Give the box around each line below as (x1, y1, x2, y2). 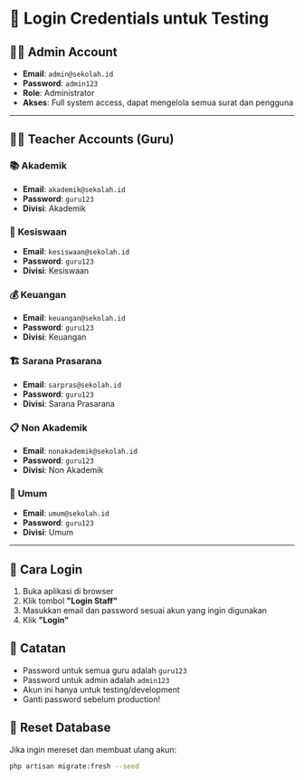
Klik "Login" (22, 614, 70, 625)
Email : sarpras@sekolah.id (22, 379, 122, 390)
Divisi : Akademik (22, 203, 86, 214)
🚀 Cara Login (9, 562, 83, 577)
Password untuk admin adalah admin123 (22, 674, 170, 685)
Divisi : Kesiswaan (22, 265, 90, 275)
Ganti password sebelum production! (22, 693, 161, 705)
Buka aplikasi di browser (22, 585, 115, 596)
